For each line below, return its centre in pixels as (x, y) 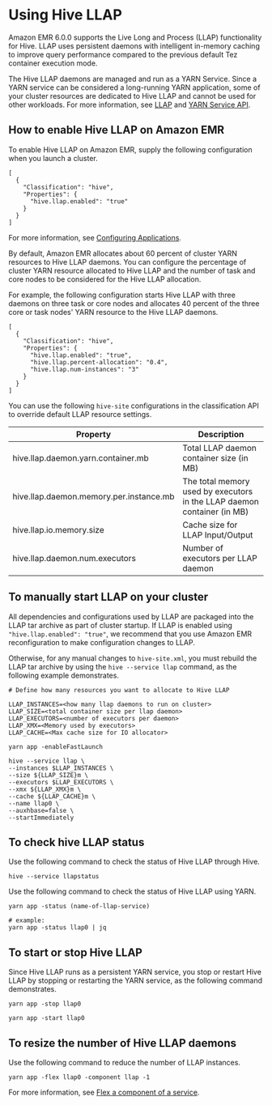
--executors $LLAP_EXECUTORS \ (61, 782)
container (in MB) (216, 512)
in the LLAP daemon (221, 501)
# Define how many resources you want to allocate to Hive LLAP (119, 690)
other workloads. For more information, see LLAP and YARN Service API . (130, 104)
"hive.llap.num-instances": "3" (84, 369)
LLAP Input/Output (218, 534)
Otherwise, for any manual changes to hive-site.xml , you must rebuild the (133, 658)
